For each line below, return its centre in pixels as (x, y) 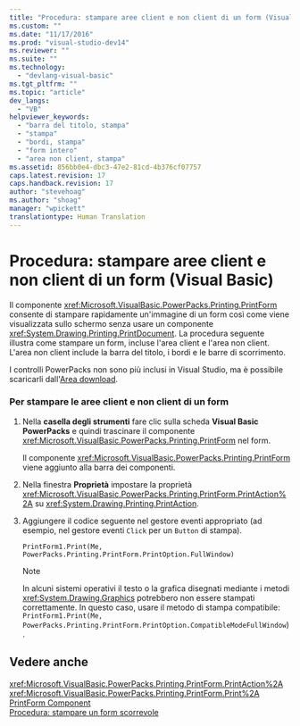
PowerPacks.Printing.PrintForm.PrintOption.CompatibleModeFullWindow (154, 625)
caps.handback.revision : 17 (62, 184)
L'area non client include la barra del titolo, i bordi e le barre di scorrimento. (147, 352)
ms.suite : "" (33, 59)
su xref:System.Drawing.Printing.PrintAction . (117, 503)
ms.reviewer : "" (39, 51)
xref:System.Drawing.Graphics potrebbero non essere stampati (138, 597)
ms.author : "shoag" (46, 200)
